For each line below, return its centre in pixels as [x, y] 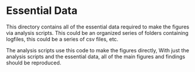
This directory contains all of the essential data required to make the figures [98, 27]
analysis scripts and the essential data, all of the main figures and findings [96, 56]
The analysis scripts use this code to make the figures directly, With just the [98, 50]
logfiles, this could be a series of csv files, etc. [62, 39]
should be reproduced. [34, 63]
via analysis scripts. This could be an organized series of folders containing [97, 33]
